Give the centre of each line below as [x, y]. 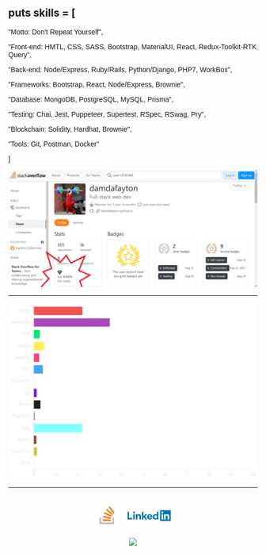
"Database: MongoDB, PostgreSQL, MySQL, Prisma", [91, 99]
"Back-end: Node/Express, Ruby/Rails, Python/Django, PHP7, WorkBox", [120, 69]
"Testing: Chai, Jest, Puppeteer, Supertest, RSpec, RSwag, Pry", [107, 114]
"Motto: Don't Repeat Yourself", [56, 32]
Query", [20, 54]
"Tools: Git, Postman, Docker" [54, 144]
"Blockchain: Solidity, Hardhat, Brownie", [70, 129]
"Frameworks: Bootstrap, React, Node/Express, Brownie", [97, 84]
